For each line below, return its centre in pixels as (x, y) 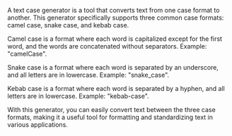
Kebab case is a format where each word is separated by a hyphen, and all (116, 88)
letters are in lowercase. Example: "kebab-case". (79, 96)
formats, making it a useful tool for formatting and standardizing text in (110, 117)
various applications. (38, 125)
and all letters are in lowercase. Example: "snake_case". (88, 75)
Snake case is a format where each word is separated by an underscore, (113, 67)
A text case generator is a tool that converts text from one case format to (114, 10)
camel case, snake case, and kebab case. (68, 25)
